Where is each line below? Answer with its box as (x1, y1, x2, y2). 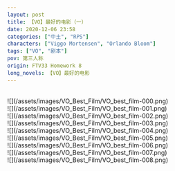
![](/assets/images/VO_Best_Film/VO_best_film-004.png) (7, 126, 169, 134)
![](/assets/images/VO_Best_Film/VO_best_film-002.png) (7, 111, 169, 120)
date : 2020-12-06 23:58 (7, 26, 76, 33)
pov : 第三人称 (7, 55, 44, 62)
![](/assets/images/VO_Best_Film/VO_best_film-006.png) (7, 141, 168, 149)
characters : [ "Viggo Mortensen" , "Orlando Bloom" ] (7, 40, 156, 48)
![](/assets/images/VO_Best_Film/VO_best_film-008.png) (7, 156, 168, 164)
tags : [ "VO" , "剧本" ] (7, 48, 68, 55)
